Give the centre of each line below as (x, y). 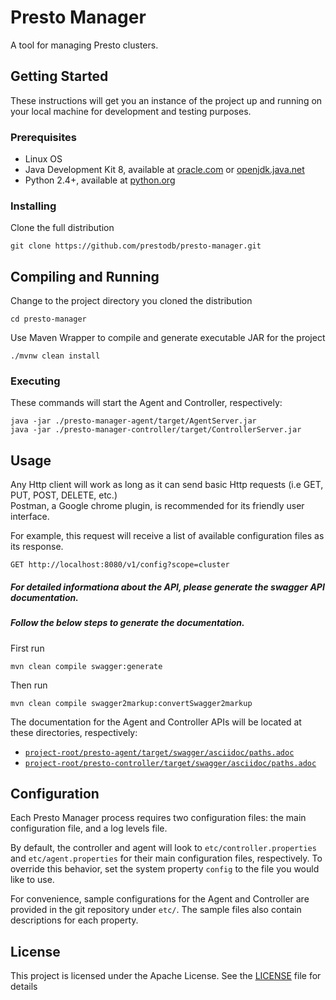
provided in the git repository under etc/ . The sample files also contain (156, 910)
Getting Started (59, 76)
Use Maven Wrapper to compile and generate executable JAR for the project (168, 338)
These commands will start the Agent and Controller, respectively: (146, 403)
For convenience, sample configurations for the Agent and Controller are (160, 899)
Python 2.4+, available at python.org (100, 180)
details (24, 987)
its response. (37, 547)
